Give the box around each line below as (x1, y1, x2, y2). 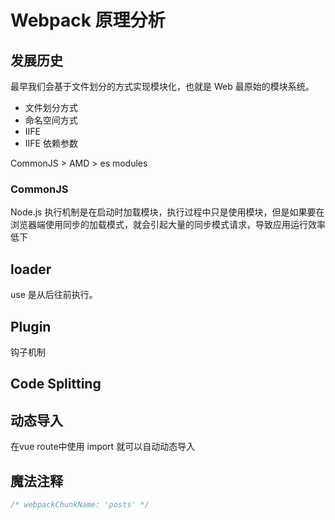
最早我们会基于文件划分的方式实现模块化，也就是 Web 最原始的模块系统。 (10, 81, 315, 92)
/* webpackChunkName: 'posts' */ (10, 499, 150, 510)
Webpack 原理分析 (10, 9, 166, 32)
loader (10, 261, 52, 278)
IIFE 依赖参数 (24, 137, 78, 149)
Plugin (10, 318, 52, 335)
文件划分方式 (24, 102, 78, 113)
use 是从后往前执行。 (10, 289, 98, 301)
